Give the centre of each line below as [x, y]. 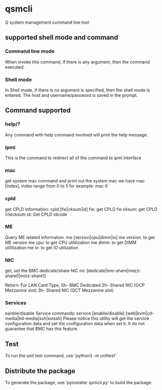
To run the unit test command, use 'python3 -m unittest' [61, 356]
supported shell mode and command [62, 37]
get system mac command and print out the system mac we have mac [75, 181]
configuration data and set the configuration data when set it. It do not [75, 324]
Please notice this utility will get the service [106, 318]
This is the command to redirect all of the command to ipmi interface [73, 158]
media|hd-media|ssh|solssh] [34, 318]
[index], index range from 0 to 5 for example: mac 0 [56, 186]
